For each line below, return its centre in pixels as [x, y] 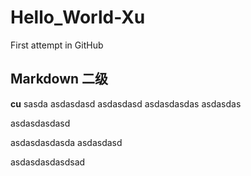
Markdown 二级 [59, 79]
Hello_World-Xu [78, 17]
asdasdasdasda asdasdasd [66, 142]
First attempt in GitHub [57, 45]
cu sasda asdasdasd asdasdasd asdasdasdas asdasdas [126, 103]
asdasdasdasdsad [48, 162]
